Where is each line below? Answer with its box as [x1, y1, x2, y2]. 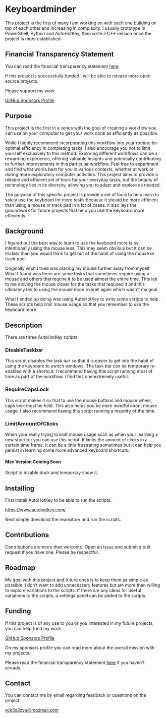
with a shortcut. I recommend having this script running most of [22, 368, 153, 374]
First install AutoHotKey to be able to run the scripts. [5, 497, 112, 503]
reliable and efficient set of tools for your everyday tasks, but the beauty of [5, 177, 158, 182]
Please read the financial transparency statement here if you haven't [5, 659, 145, 665]
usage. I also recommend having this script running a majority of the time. [5, 408, 156, 414]
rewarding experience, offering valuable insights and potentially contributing [5, 155, 161, 162]
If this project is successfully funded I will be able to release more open [5, 73, 151, 79]
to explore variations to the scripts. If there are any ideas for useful [5, 587, 141, 593]
